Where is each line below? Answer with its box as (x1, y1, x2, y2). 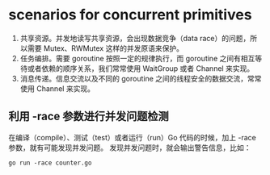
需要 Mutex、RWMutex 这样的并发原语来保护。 (27, 43, 184, 53)
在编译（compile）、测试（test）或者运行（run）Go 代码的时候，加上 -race (8, 132, 257, 142)
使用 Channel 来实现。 (19, 83, 95, 94)
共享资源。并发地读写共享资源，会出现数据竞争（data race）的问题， (19, 33, 251, 43)
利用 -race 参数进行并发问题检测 (8, 110, 170, 123)
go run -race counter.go (8, 159, 92, 167)
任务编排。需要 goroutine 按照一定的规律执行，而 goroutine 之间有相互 (19, 53, 255, 63)
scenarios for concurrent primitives (8, 6, 252, 24)
